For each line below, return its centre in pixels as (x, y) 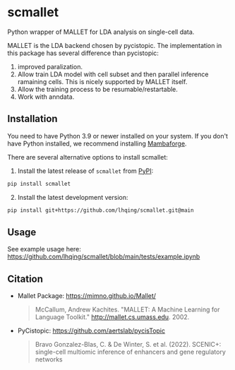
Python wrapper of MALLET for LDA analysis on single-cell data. (101, 32)
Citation (25, 279)
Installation (32, 119)
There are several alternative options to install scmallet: (88, 157)
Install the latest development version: (73, 197)
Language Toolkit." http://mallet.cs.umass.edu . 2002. (112, 317)
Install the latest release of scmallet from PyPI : (85, 171)
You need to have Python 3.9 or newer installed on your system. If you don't (117, 136)
